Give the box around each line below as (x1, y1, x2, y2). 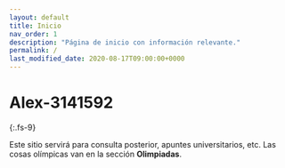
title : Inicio (9, 21, 62, 30)
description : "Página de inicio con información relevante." (9, 37, 241, 47)
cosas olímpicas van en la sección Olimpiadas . (9, 148, 183, 159)
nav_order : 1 (9, 29, 58, 38)
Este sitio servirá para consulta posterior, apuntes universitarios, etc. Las (9, 139, 276, 149)
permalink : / (9, 46, 58, 55)
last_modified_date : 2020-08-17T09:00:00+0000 (9, 54, 185, 63)
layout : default (9, 12, 69, 22)
